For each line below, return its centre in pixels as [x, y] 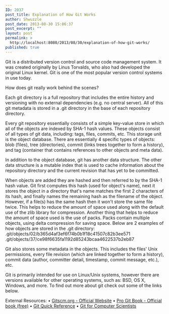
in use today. [18, 78]
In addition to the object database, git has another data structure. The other [83, 160]
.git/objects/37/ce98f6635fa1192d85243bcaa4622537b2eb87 [70, 239]
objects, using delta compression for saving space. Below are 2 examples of [84, 223]
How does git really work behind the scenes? [52, 87]
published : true [22, 47]
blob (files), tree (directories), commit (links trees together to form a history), [85, 145]
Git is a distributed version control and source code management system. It [83, 61]
